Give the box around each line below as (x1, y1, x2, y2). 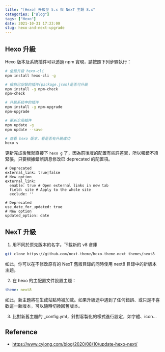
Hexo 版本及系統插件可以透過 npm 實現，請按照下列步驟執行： (5, 58, 132, 64)
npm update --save (5, 127, 43, 132)
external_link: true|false (5, 170, 60, 175)
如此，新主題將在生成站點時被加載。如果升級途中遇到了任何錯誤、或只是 (5, 297, 151, 302)
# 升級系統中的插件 (5, 100, 39, 105)
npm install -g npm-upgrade (5, 105, 63, 109)
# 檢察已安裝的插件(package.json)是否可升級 (5, 82, 88, 87)
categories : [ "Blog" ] (5, 12, 50, 17)
